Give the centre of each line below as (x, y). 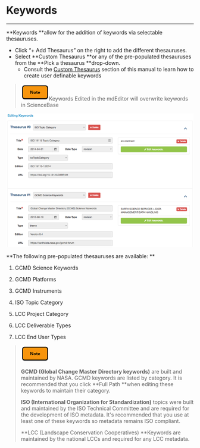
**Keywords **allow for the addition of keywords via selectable (84, 32)
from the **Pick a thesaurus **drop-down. (68, 62)
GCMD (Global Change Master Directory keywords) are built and (101, 372)
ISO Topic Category (39, 303)
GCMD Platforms (35, 280)
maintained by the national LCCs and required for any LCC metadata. (105, 439)
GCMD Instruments (38, 291)
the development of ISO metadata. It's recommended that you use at (105, 415)
